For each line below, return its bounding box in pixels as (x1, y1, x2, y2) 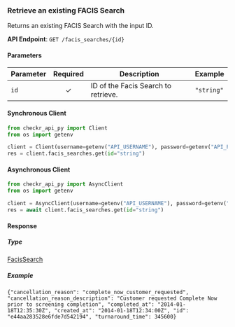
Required (52, 69, 84, 78)
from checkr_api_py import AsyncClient (7, 181, 124, 188)
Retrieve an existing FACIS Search (7, 6, 125, 15)
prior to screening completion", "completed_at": (7, 301, 155, 308)
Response (7, 221, 37, 230)
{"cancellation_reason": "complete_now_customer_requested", (7, 289, 190, 296)
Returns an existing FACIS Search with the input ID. (7, 22, 154, 30)
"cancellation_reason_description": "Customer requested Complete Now (7, 295, 218, 302)
